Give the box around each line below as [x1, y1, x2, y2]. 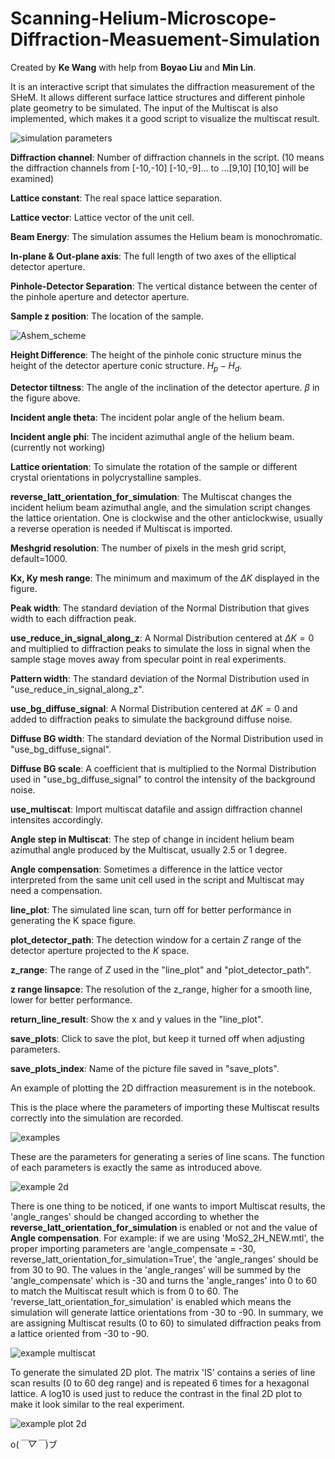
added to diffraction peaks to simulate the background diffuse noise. [10, 713, 293, 725]
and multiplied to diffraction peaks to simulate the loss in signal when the [10, 642, 311, 654]
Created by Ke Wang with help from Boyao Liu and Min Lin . [10, 61, 257, 73]
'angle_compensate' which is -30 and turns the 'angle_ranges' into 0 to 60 [10, 1274, 318, 1286]
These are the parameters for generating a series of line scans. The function [10, 1150, 325, 1162]
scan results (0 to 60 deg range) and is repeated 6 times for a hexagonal [10, 1377, 310, 1389]
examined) [10, 172, 55, 184]
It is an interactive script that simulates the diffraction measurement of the [10, 80, 315, 92]
